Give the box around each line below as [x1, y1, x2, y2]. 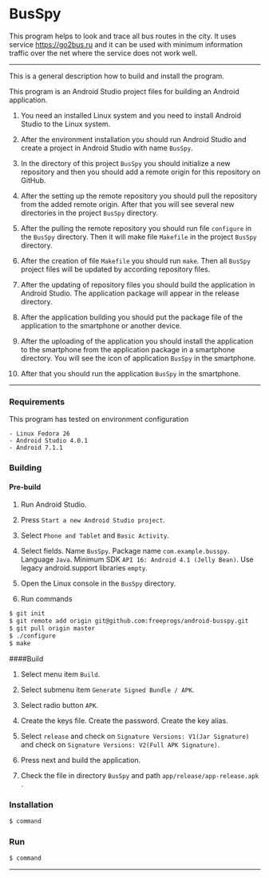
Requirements [9, 396, 65, 407]
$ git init [9, 610, 45, 618]
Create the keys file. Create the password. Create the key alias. [20, 716, 228, 725]
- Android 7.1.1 [9, 444, 63, 452]
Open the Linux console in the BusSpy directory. [20, 578, 176, 588]
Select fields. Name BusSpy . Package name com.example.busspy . [20, 546, 230, 556]
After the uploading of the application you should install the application [20, 336, 254, 346]
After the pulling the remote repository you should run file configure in [20, 223, 252, 232]
